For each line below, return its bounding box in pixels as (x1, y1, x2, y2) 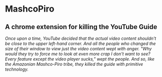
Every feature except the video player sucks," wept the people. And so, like (5, 56, 155, 62)
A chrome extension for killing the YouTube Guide (5, 23, 158, 31)
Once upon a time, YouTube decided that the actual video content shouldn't (5, 35, 156, 41)
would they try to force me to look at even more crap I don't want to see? (5, 51, 151, 57)
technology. (5, 66, 29, 72)
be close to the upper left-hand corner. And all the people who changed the (5, 41, 156, 46)
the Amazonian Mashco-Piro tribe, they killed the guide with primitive (5, 62, 144, 67)
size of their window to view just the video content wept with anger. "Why (5, 46, 152, 51)
